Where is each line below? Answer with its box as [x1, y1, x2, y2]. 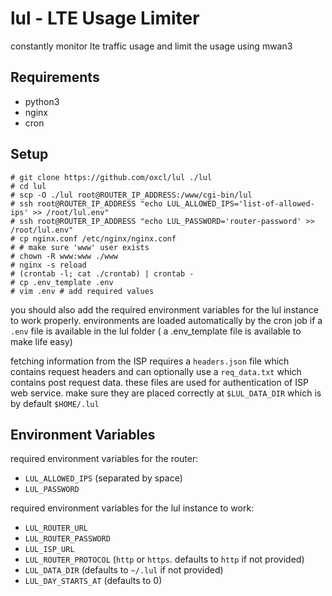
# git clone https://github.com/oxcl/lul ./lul [10, 172, 213, 182]
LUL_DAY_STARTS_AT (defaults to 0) [24, 575, 163, 587]
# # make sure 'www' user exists [10, 242, 150, 252]
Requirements [10, 69, 100, 86]
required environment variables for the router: [10, 453, 199, 465]
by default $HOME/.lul [10, 397, 100, 409]
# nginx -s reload [10, 260, 87, 270]
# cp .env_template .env [10, 277, 114, 287]
